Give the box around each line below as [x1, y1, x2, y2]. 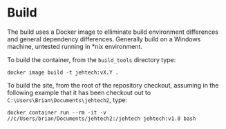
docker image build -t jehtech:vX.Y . [7, 69, 119, 76]
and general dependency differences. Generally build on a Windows [7, 34, 201, 43]
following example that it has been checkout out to [7, 88, 151, 97]
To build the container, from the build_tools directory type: [7, 55, 176, 63]
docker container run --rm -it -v [7, 109, 107, 116]
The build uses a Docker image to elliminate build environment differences [7, 28, 219, 36]
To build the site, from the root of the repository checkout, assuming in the [7, 81, 219, 89]
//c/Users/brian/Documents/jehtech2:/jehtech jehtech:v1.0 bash [7, 115, 196, 122]
